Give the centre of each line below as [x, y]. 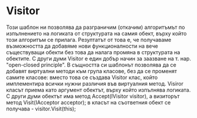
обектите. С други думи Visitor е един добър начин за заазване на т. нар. [98, 58]
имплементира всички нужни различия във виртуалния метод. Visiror [95, 83]
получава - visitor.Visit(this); [41, 109]
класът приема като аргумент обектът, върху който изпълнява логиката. [98, 90]
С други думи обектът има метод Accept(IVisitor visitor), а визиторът [93, 96]
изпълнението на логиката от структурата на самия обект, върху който [97, 33]
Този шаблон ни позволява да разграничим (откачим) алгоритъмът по [96, 27]
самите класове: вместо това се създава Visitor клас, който [82, 77]
